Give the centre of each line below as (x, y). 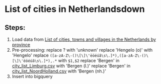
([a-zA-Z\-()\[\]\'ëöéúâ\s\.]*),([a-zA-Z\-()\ (99, 56)
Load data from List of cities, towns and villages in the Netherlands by (84, 39)
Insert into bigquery (32, 76)
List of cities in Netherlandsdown (75, 9)
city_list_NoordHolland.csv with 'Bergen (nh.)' (59, 71)
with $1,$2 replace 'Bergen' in (88, 60)
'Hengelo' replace (30, 55)
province (21, 45)
